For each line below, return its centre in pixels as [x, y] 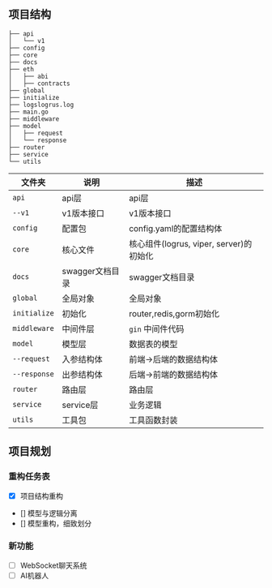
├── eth [21, 69]
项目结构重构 [41, 496]
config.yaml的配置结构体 [176, 228]
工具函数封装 [153, 420]
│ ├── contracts [39, 84]
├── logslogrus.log [41, 105]
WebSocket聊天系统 [53, 565]
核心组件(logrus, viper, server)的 [191, 243]
